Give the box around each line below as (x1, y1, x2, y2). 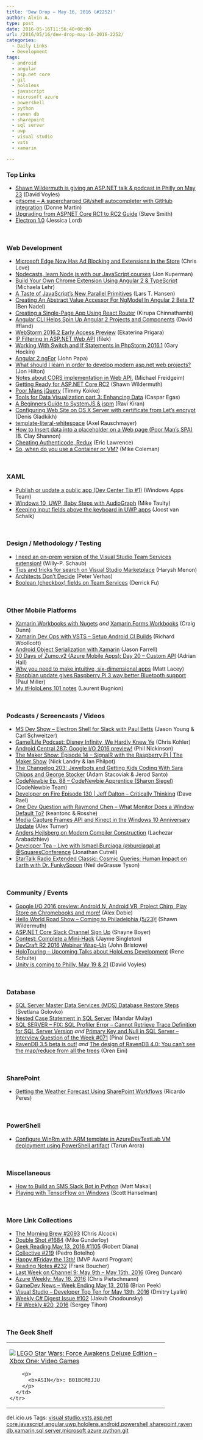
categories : (6, 37, 37, 43)
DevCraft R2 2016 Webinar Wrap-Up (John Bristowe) (15, 941, 148, 949)
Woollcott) (15, 640, 41, 647)
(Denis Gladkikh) (15, 413, 57, 421)
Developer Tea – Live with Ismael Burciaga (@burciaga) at (15, 842, 160, 849)
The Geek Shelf (6, 1328, 53, 1337)
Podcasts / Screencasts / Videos (6, 711, 105, 720)
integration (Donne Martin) (15, 204, 82, 211)
